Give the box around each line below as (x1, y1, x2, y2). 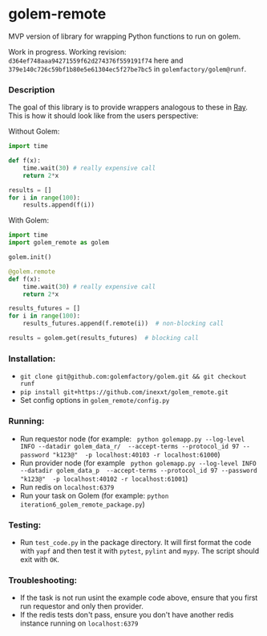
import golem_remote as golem (8, 239, 110, 247)
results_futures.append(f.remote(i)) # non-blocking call (22, 319, 225, 328)
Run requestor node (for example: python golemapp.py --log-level (19, 433, 245, 443)
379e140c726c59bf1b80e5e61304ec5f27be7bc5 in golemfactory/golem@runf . (8, 64, 247, 73)
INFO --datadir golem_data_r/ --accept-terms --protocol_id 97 (19, 442, 240, 450)
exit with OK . (19, 554, 60, 564)
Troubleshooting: (8, 574, 78, 585)
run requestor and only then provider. (19, 601, 144, 611)
